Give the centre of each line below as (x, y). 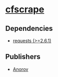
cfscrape (25, 9)
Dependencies (29, 28)
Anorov (21, 69)
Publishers (23, 57)
